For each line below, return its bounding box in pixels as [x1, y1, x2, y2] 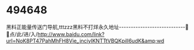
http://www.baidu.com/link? [37, 30, 105, 38]
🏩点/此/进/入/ [6, 30, 38, 38]
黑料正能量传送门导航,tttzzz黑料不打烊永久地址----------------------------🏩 [6, 23, 189, 30]
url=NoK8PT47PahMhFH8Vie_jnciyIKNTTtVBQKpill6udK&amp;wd [6, 37, 165, 44]
